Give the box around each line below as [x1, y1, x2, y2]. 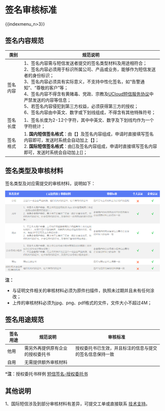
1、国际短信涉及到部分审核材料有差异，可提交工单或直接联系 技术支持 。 [5, 401, 150, 407]
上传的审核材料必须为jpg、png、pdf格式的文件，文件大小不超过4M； [12, 300, 152, 306]
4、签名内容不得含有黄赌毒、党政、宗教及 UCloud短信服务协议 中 [24, 91, 154, 96]
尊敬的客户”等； [36, 85, 69, 91]
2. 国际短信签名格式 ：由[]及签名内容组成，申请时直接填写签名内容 [24, 143, 157, 149]
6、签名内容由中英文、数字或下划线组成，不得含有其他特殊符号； [24, 109, 156, 115]
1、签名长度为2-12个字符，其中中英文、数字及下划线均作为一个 [24, 117, 154, 123]
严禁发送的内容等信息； [24, 97, 72, 103]
